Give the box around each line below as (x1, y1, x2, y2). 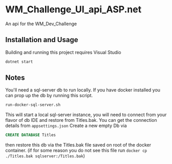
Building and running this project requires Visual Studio (5, 49, 121, 55)
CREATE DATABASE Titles (5, 133, 56, 138)
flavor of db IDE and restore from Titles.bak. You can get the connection (5, 117, 157, 123)
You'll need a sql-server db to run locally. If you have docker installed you (5, 87, 160, 93)
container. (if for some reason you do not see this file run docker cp (5, 148, 147, 154)
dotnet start (5, 59, 33, 64)
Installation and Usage (5, 35, 78, 44)
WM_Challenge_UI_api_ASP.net (5, 4, 142, 15)
